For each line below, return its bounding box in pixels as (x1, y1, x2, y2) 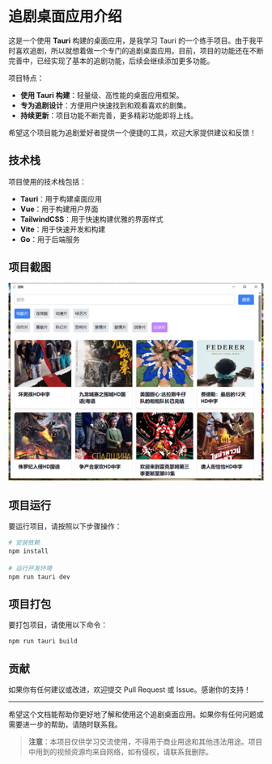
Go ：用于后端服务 (19, 234, 80, 244)
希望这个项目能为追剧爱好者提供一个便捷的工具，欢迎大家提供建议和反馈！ (8, 127, 257, 138)
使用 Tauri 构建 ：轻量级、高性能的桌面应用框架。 (19, 90, 184, 100)
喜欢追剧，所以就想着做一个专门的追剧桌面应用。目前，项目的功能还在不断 (15, 45, 264, 55)
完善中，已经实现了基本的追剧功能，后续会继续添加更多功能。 (8, 56, 215, 66)
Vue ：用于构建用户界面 (19, 204, 99, 214)
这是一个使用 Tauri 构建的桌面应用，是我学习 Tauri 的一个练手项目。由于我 (8, 36, 257, 45)
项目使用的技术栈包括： (8, 176, 87, 186)
